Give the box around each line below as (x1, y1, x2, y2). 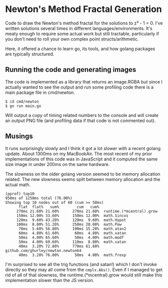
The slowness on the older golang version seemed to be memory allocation (5, 171, 160, 177)
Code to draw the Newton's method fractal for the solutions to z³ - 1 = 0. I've (5, 20, 163, 26)
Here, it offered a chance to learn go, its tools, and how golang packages (5, 45, 155, 51)
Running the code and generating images (5, 65, 136, 74)
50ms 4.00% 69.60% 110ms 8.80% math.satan (18, 239, 126, 244)
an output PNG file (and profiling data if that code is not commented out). (5, 117, 156, 123)
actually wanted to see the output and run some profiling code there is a (5, 84, 154, 90)
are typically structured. (5, 51, 54, 57)
